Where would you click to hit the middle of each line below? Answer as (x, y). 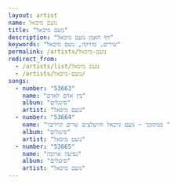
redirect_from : (33, 60)
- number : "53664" (45, 117)
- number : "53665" (45, 146)
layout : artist (33, 15)
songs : (19, 81)
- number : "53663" (45, 88)
